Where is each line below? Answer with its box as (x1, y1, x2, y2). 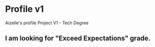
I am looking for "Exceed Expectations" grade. (5, 34, 151, 43)
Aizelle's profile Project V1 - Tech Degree (5, 20, 89, 26)
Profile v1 (5, 3, 44, 15)
